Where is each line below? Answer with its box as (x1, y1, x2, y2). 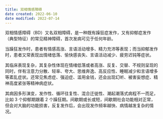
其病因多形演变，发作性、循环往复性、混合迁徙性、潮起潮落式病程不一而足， (5, 91, 158, 96)
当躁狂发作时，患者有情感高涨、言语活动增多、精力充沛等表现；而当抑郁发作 (5, 46, 158, 52)
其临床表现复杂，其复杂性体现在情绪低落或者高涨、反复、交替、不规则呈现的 (5, 62, 158, 68)
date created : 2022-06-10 (5, 12, 57, 16)
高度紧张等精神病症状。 (9, 80, 56, 86)
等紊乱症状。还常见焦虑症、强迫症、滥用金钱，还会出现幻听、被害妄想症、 (5, 74, 154, 80)
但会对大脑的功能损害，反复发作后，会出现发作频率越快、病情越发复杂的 (5, 103, 149, 108)
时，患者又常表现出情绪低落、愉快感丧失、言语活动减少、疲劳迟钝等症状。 (5, 52, 154, 58)
